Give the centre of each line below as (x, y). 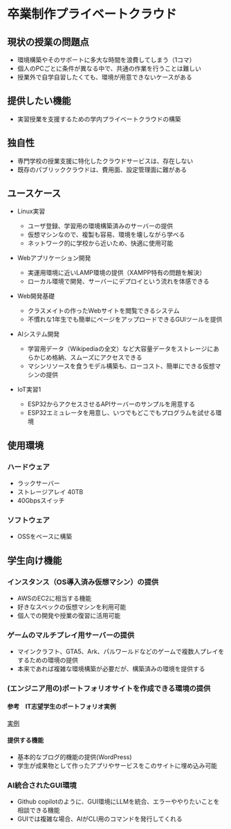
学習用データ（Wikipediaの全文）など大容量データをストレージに (120, 349)
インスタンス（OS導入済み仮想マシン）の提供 (83, 582)
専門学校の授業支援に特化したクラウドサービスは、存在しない (105, 161)
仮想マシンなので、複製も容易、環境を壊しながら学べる (106, 235)
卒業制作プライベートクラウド (92, 14)
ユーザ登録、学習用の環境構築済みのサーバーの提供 (100, 226)
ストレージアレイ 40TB (50, 492)
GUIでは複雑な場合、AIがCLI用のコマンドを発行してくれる (100, 819)
